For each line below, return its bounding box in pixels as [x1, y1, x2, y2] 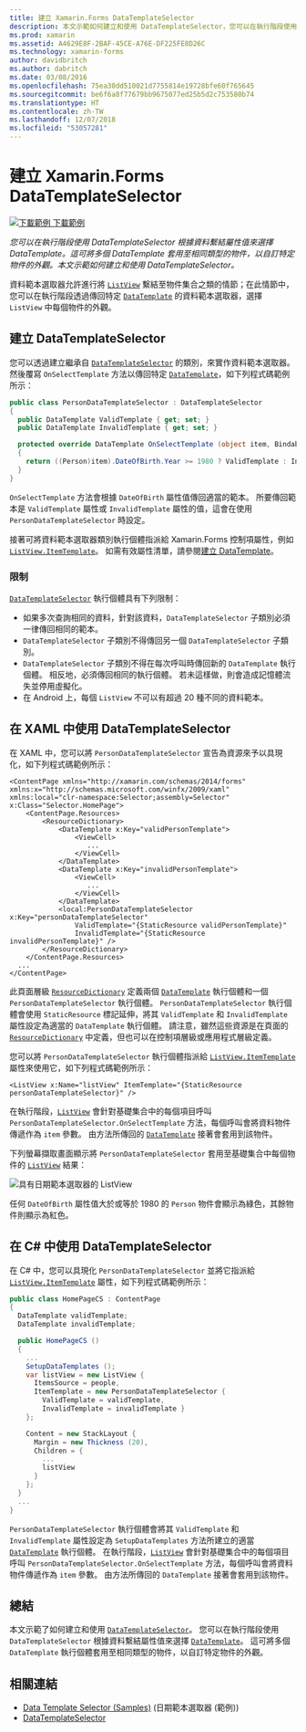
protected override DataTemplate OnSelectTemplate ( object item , [17, 440, 271, 449]
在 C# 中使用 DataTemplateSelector [9, 1239, 212, 1254]
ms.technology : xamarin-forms [9, 47, 125, 57]
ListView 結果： [26, 1159, 87, 1170]
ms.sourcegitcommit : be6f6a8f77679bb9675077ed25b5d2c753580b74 [9, 89, 255, 99]
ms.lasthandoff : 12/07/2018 [9, 115, 117, 124]
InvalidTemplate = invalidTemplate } [42, 1404, 185, 1413]
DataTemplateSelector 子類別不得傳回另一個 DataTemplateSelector [22, 635, 271, 646]
